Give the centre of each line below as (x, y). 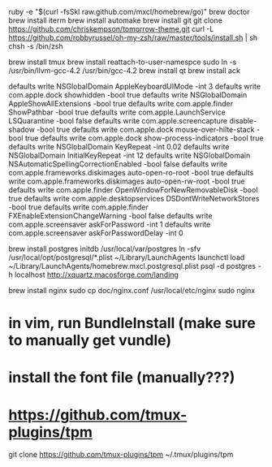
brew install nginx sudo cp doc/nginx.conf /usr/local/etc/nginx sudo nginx (132, 290)
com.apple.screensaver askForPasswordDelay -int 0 (96, 233)
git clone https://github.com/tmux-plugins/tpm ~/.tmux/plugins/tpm (121, 455)
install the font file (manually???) (122, 378)
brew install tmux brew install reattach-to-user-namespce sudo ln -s (123, 62)
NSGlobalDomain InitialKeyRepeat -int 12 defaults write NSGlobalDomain (130, 155)
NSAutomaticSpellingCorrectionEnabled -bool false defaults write (118, 164)
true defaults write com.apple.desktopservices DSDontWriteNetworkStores (134, 199)
